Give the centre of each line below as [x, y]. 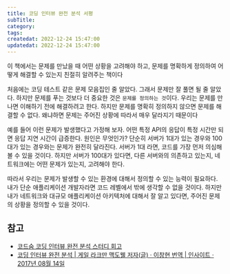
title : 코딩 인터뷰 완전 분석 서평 [50, 13]
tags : [15, 33]
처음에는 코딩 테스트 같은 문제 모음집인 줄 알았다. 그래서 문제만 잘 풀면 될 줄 [108, 89]
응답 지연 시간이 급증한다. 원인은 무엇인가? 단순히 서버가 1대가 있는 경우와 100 [118, 138]
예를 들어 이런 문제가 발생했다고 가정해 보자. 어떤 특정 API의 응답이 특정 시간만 [112, 129]
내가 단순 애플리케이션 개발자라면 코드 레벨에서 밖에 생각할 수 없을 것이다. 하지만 [115, 187]
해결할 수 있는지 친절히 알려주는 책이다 [71, 74]
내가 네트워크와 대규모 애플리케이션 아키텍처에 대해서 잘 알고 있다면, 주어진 [107, 196]
